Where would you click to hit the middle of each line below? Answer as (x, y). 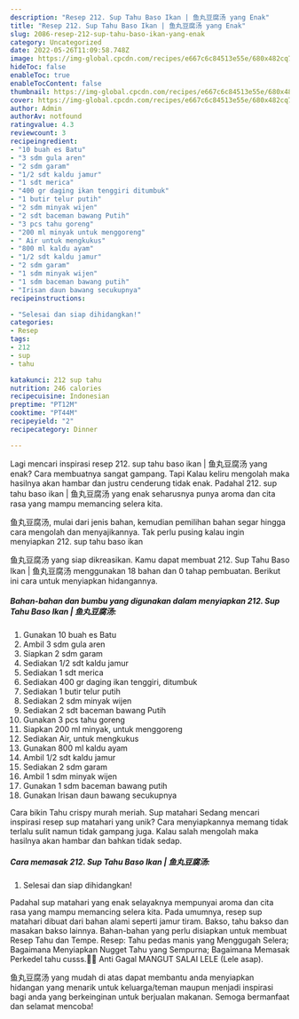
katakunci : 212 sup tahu (56, 380)
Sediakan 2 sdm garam (65, 767)
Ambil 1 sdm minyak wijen (70, 776)
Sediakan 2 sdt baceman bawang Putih (94, 710)
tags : (20, 339)
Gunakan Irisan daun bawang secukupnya (100, 795)
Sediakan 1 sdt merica (63, 673)
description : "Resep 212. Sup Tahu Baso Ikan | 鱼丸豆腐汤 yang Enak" (140, 17)
